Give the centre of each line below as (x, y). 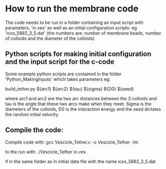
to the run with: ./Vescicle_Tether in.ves (46, 152)
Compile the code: (34, 130)
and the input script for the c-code (60, 62)
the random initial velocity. (32, 114)
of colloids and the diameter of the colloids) (50, 38)
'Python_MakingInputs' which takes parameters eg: (58, 79)
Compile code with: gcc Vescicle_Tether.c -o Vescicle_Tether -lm (72, 142)
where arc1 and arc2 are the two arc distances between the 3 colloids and (81, 98)
